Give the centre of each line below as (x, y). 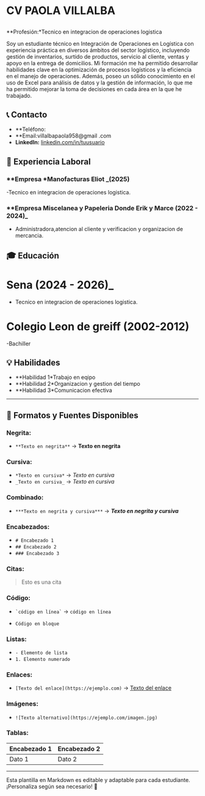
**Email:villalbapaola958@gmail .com (63, 136)
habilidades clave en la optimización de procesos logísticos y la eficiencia (99, 69)
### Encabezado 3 (37, 554)
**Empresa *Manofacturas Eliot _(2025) (68, 179)
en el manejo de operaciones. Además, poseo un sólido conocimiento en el (101, 76)
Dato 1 (19, 759)
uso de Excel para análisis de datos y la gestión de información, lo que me (99, 83)
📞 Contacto (27, 115)
